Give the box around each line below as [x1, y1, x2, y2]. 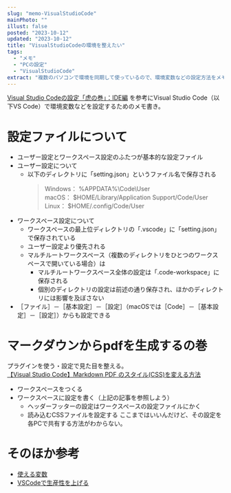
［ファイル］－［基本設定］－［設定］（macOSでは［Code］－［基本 [16, 303, 213, 311]
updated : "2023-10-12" [7, 36, 72, 43]
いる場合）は [69, 259, 106, 268]
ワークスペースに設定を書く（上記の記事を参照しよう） [16, 393, 173, 402]
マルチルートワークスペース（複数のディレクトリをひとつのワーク [27, 251, 213, 259]
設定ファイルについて [7, 129, 128, 144]
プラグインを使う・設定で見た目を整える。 [7, 362, 128, 370]
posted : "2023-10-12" [7, 29, 69, 36]
